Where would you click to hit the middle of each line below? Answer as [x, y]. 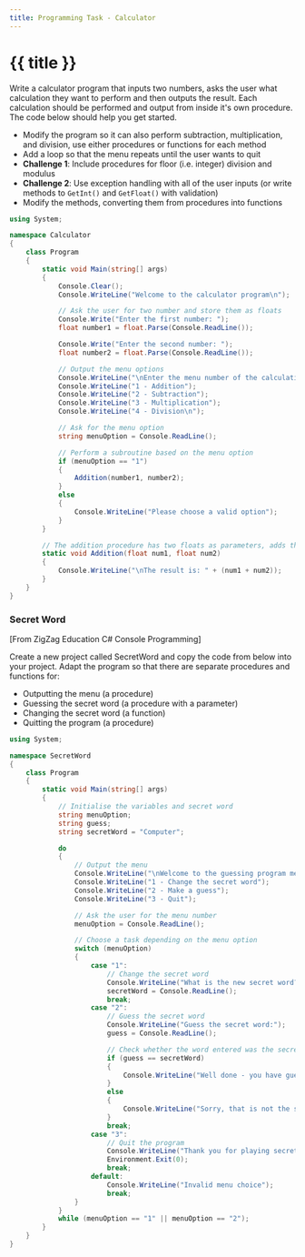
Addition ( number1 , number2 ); [129, 478]
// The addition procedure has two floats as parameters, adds [164, 545]
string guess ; [84, 823]
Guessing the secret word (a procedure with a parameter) [130, 703]
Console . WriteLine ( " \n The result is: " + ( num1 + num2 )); [170, 571]
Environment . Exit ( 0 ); [148, 1160]
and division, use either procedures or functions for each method [144, 144]
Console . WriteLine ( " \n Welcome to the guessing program [180, 874]
